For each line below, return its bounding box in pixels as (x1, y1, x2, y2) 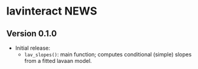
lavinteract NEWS (6, 4, 97, 18)
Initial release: (15, 44, 51, 51)
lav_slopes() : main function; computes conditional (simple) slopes (24, 51, 192, 58)
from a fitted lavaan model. (24, 57, 93, 64)
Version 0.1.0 (6, 28, 57, 39)
